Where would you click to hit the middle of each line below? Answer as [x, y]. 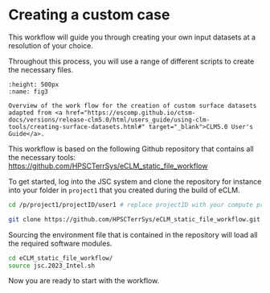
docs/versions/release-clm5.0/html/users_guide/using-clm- [109, 120]
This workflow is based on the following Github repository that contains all [131, 149]
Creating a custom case [89, 15]
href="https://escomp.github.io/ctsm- [131, 113]
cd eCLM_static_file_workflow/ [61, 258]
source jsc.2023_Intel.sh [51, 266]
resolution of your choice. [51, 45]
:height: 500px [34, 85]
